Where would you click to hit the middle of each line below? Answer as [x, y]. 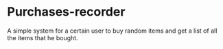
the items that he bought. [43, 37]
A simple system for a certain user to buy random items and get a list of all [112, 31]
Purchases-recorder [66, 12]
